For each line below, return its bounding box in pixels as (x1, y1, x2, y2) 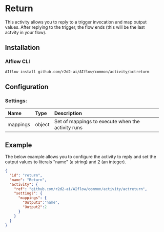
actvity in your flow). (5, 29, 47, 35)
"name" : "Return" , (9, 177, 47, 182)
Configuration (5, 82, 49, 91)
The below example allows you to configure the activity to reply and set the (5, 154, 156, 159)
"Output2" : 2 (22, 205, 47, 210)
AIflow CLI (5, 58, 30, 65)
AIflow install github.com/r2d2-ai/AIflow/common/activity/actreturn (5, 69, 150, 74)
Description (54, 110, 82, 117)
